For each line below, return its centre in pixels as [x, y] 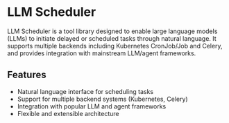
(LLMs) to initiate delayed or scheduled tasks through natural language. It [112, 38]
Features [27, 75]
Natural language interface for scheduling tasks [85, 91]
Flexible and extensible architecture [68, 113]
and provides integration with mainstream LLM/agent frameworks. [102, 53]
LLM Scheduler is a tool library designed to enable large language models [112, 31]
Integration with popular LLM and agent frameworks [92, 106]
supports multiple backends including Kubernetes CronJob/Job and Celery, [115, 46]
